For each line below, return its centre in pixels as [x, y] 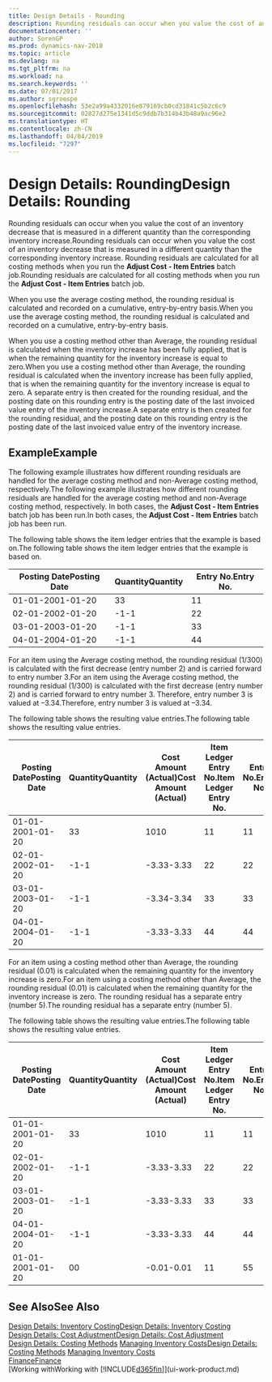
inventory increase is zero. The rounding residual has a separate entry [125, 996]
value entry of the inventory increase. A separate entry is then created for [130, 410]
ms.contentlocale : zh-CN [50, 129]
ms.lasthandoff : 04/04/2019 [56, 136]
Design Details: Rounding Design [119, 184]
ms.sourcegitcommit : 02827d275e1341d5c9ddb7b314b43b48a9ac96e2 [117, 114]
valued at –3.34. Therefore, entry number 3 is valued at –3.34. [110, 703]
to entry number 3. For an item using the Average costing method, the [123, 677]
